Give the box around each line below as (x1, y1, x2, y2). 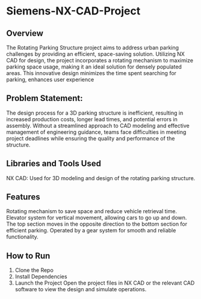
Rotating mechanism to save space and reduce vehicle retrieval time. (6, 208, 178, 215)
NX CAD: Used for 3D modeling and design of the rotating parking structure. (6, 174, 196, 181)
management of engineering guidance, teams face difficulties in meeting (6, 128, 187, 136)
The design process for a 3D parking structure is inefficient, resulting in (6, 109, 184, 116)
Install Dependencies (14, 273, 67, 280)
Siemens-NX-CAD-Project (6, 4, 141, 18)
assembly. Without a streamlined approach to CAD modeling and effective (6, 122, 190, 129)
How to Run (6, 250, 51, 261)
